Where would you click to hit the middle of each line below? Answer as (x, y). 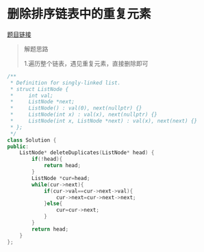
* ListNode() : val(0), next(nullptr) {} (76, 108)
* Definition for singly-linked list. (65, 83)
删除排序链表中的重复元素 (79, 14)
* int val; (31, 96)
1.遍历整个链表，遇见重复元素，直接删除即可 (86, 63)
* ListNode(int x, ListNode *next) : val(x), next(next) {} (103, 121)
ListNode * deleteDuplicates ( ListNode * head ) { (87, 153)
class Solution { (32, 140)
